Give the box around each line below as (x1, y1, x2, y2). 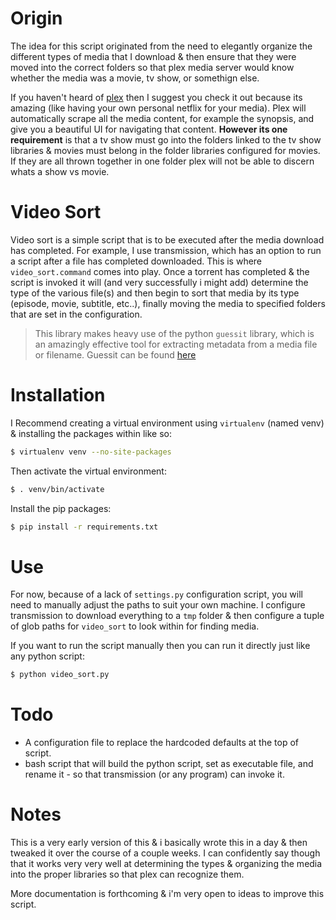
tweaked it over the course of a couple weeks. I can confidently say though (10, 847, 321, 859)
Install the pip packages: (10, 502, 112, 514)
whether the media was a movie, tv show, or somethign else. (10, 72, 260, 84)
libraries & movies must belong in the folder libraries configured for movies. (10, 144, 321, 156)
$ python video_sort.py (10, 670, 110, 680)
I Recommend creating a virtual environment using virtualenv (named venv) (10, 417, 325, 429)
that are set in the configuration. (10, 308, 143, 320)
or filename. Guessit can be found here (34, 348, 197, 361)
